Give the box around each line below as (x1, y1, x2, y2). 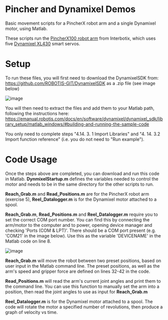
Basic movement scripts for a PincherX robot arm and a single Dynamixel (5, 20, 156, 26)
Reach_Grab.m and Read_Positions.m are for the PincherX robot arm (5, 191, 149, 197)
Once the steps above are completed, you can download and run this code (5, 170, 159, 177)
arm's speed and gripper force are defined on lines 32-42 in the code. (5, 268, 150, 274)
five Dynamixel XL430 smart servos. (5, 40, 80, 46)
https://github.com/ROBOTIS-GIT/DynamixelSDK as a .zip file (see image (5, 80, 155, 86)
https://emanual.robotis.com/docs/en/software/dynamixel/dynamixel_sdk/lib (5, 116, 163, 122)
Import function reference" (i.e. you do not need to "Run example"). (5, 136, 144, 142)
